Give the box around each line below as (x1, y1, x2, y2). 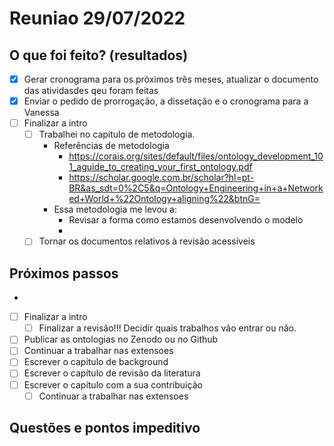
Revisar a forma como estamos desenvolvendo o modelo (68, 214, 304, 226)
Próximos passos (9, 265, 119, 282)
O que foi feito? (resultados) (9, 47, 189, 64)
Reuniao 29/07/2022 (9, 7, 186, 30)
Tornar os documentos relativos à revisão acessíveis (38, 235, 256, 247)
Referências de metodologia (53, 140, 170, 152)
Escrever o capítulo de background (23, 356, 169, 368)
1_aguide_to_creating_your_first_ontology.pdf (68, 161, 253, 173)
